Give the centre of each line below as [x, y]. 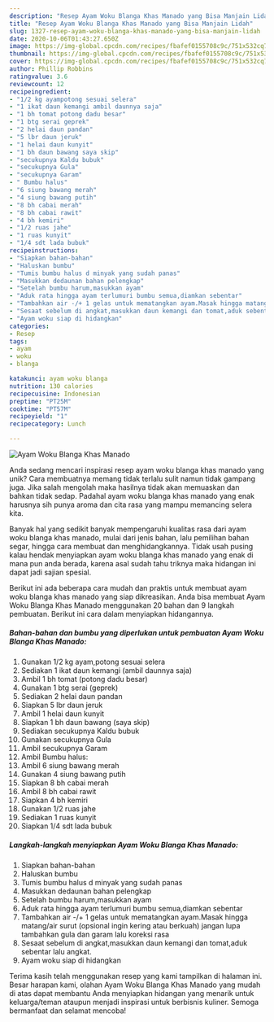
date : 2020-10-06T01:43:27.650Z [64, 39]
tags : [18, 341]
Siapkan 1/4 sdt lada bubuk [66, 826]
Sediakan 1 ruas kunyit [59, 817]
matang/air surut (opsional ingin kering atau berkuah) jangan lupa [130, 925]
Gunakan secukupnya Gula [66, 739]
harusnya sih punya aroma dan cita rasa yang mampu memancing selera [131, 504]
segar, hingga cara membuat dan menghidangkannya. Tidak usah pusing [131, 546]
